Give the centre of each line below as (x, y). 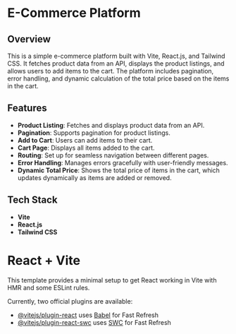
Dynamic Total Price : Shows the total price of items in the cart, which (119, 170)
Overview (29, 39)
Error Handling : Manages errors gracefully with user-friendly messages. (123, 162)
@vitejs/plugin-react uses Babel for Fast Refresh (88, 315)
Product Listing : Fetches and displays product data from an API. (111, 125)
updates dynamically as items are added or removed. (94, 177)
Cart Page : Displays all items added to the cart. (86, 148)
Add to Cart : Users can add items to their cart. (85, 140)
